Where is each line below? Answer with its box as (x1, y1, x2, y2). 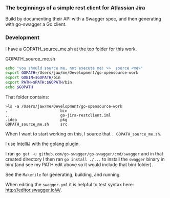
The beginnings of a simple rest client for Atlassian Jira (5, 4, 145, 11)
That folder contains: (5, 94, 50, 100)
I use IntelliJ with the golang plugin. (5, 141, 80, 147)
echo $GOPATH (5, 85, 33, 90)
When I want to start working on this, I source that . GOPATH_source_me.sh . (5, 130, 161, 137)
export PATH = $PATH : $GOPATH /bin (5, 80, 72, 85)
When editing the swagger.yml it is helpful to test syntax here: (5, 181, 134, 187)
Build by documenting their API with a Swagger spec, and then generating (5, 16, 161, 22)
